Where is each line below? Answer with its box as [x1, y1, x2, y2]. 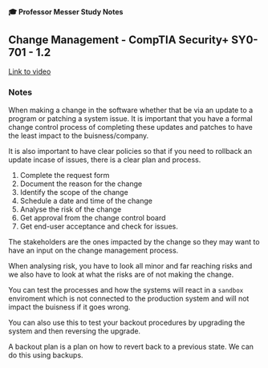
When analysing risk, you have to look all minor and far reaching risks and [8, 261, 253, 270]
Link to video [8, 67, 51, 76]
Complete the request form [19, 170, 110, 180]
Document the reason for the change [19, 179, 143, 188]
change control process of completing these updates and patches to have [8, 122, 253, 131]
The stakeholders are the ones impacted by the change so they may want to [8, 237, 260, 246]
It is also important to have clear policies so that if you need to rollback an [8, 146, 253, 156]
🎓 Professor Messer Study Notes [8, 6, 124, 16]
